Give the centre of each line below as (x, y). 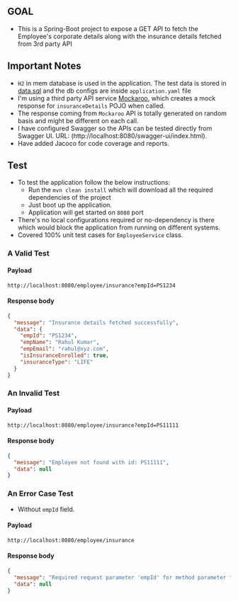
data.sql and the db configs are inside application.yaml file (104, 91)
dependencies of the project (69, 198)
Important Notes (44, 66)
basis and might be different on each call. (78, 120)
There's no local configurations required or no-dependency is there (116, 220)
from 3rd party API (45, 44)
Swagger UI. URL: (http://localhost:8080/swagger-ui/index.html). (112, 136)
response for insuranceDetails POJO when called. (91, 105)
